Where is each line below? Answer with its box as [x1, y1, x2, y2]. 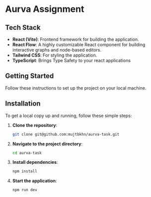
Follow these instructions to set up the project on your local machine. [5, 85, 147, 91]
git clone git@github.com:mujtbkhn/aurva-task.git [12, 131, 120, 137]
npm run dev [12, 188, 37, 193]
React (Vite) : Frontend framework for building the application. [12, 36, 139, 42]
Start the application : [12, 178, 57, 184]
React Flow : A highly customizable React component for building [12, 42, 146, 48]
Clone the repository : [12, 122, 58, 128]
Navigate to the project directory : [12, 140, 83, 147]
